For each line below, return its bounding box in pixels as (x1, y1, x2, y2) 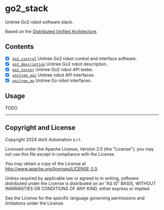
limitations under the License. (5, 200, 64, 206)
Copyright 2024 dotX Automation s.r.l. (5, 136, 82, 142)
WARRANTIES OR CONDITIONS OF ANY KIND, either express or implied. (5, 186, 150, 191)
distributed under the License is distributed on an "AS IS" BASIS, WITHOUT (5, 180, 156, 186)
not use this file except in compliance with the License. (5, 151, 116, 157)
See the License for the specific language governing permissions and (5, 195, 145, 201)
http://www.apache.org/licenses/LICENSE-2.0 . (5, 166, 99, 172)
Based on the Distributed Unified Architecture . (5, 28, 98, 34)
